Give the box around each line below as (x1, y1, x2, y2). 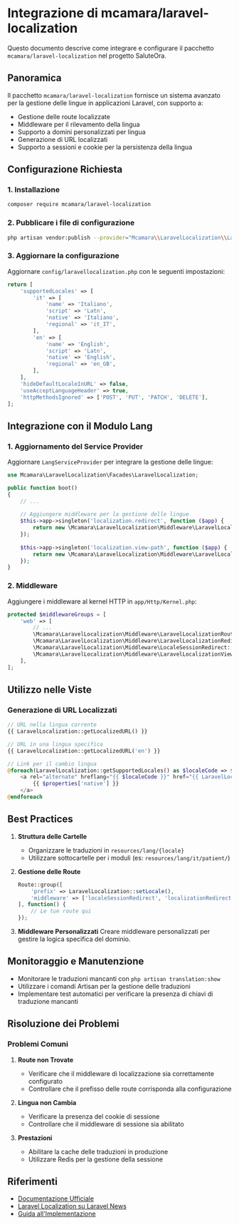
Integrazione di (7, 5, 98, 21)
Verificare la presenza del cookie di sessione (28, 1112, 160, 1121)
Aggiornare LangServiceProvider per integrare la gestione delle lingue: (7, 458, 213, 467)
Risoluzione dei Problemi (7, 1018, 119, 1030)
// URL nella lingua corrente (7, 721, 97, 728)
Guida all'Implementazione (17, 1209, 96, 1218)
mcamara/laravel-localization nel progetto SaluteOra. (7, 51, 167, 60)
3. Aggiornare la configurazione (7, 251, 119, 261)
